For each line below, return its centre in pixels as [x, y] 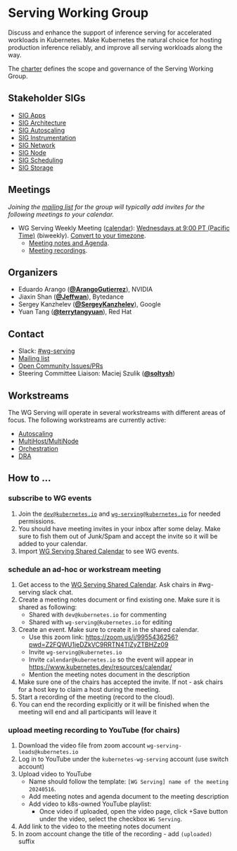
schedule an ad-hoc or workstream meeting [84, 569]
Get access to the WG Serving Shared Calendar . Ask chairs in [107, 584]
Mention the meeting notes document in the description [109, 674]
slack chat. [57, 592]
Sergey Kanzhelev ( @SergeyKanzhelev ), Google [89, 304]
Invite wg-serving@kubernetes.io [75, 652]
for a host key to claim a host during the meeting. [89, 689]
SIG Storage [36, 168]
